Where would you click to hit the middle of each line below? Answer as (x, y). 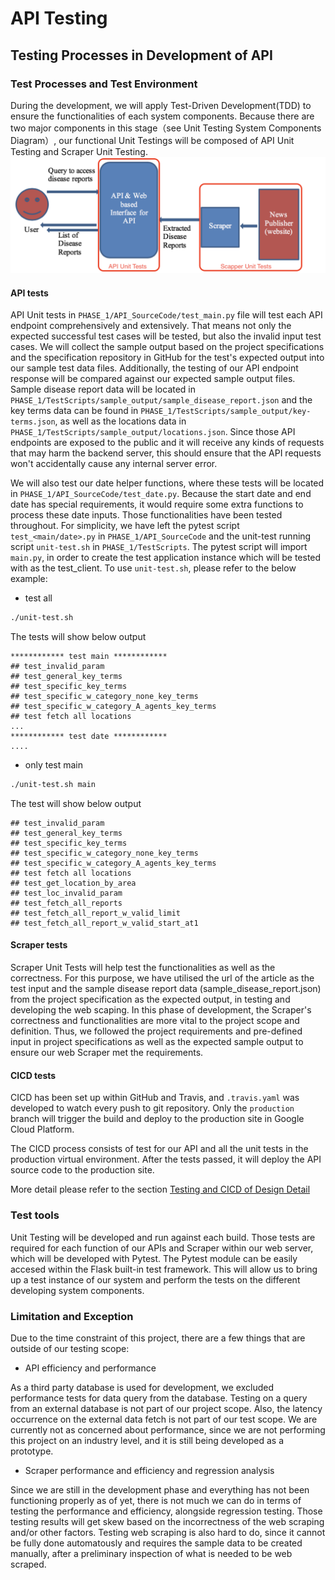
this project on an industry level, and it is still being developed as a (147, 1440)
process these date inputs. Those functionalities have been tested (146, 515)
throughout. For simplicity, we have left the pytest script (125, 526)
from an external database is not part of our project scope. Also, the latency (166, 1408)
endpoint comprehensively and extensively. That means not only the (151, 326)
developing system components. (77, 1290)
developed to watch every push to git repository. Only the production (152, 1108)
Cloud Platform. (42, 1129)
